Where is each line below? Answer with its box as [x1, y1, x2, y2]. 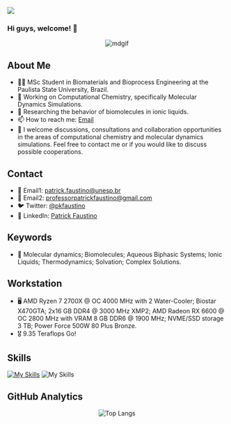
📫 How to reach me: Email [17, 116, 94, 124]
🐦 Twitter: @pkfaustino [17, 201, 86, 210]
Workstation [7, 278, 63, 290]
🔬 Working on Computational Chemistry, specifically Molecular [17, 93, 197, 101]
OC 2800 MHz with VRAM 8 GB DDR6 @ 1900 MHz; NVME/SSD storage [17, 314, 224, 322]
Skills [7, 352, 31, 363]
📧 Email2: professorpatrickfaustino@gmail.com [17, 194, 152, 202]
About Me [7, 59, 51, 71]
